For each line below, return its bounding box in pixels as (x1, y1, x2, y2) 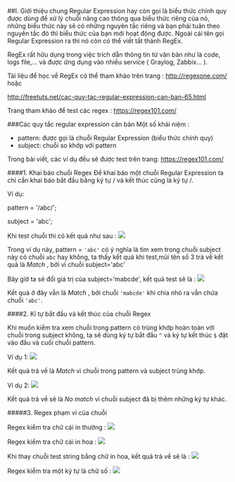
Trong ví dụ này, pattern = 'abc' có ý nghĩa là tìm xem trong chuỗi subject (7, 246, 221, 253)
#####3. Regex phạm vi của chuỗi (7, 409, 108, 416)
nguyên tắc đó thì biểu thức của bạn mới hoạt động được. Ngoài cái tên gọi (7, 29, 224, 37)
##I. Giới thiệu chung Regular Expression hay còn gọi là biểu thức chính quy (7, 7, 227, 15)
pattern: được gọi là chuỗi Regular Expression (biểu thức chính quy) (17, 134, 213, 142)
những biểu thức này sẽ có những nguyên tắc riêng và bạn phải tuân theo (7, 22, 220, 30)
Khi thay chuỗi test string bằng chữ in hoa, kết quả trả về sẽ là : (7, 452, 190, 460)
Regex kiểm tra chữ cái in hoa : (7, 438, 97, 446)
